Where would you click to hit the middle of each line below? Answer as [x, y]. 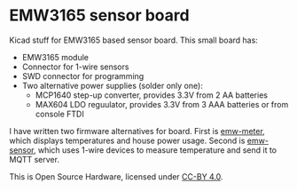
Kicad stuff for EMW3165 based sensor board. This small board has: [134, 40]
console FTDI [59, 114]
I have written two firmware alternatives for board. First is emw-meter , [137, 131]
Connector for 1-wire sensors [75, 67]
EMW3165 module [55, 57]
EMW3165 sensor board [99, 16]
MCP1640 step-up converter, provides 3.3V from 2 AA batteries [152, 95]
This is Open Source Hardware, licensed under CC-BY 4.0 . [116, 176]
